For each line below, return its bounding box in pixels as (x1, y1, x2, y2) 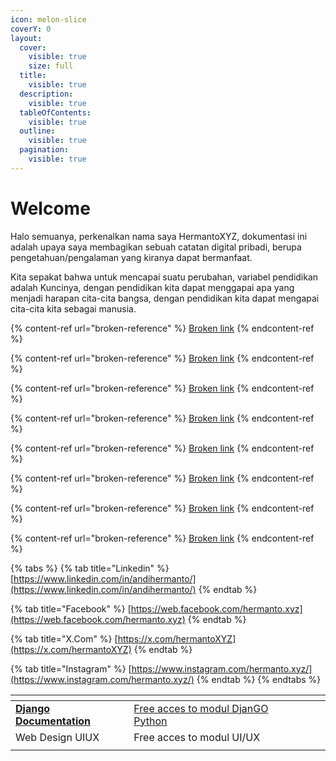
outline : (19, 126, 56, 136)
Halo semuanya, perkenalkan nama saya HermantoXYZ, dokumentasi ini (10, 230, 308, 242)
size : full (28, 61, 74, 71)
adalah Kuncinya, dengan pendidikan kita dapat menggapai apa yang (10, 281, 295, 293)
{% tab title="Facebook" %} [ (10, 602, 132, 615)
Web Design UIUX (15, 730, 100, 744)
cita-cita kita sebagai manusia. (10, 302, 137, 315)
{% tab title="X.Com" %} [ (10, 632, 118, 645)
